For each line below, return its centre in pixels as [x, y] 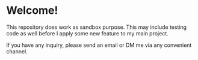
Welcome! [32, 10]
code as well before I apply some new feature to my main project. [87, 33]
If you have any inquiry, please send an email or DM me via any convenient [99, 45]
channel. [17, 51]
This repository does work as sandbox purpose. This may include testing [97, 27]
